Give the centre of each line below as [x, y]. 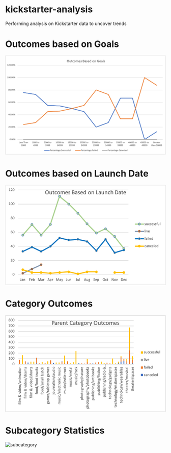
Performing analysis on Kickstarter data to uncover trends [66, 23]
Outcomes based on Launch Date [77, 173]
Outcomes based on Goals [62, 44]
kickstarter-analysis [49, 9]
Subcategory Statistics [55, 431]
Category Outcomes [49, 304]
